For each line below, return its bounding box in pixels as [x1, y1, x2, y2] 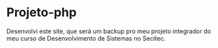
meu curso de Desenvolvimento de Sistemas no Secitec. [6, 34, 166, 42]
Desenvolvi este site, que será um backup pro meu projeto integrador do [6, 27, 212, 35]
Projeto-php [6, 5, 77, 20]
